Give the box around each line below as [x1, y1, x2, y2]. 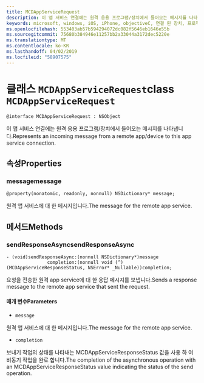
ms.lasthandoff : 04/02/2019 [6, 49, 78, 55]
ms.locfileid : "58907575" [6, 54, 72, 60]
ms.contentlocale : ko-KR [6, 43, 69, 49]
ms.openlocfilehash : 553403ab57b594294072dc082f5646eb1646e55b [6, 26, 170, 32]
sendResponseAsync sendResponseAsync [6, 240, 135, 249]
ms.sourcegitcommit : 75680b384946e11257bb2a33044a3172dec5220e [6, 32, 170, 38]
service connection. [6, 139, 56, 147]
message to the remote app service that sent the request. [6, 283, 150, 290]
